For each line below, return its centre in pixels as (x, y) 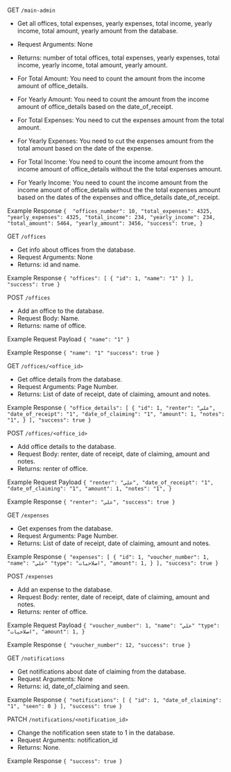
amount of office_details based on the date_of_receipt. (95, 106)
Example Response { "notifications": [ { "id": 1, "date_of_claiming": (114, 700)
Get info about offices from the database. (76, 250)
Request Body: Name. (48, 318)
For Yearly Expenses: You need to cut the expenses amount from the (115, 141)
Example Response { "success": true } (65, 761)
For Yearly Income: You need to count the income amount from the (112, 182)
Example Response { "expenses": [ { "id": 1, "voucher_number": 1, (108, 557)
